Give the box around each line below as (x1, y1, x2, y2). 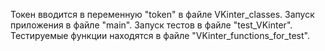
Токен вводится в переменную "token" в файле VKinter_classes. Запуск (10, 9, 315, 20)
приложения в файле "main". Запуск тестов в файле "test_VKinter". (10, 19, 293, 31)
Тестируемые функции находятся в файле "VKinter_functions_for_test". (10, 30, 310, 41)
